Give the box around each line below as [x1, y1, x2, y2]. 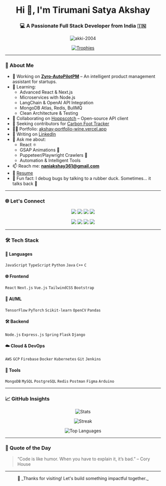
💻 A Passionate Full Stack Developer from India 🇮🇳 [19, 22, 147, 29]
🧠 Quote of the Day [5, 444, 51, 451]
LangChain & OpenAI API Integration [19, 99, 94, 105]
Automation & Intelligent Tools [19, 157, 81, 163]
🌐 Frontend [5, 273, 29, 279]
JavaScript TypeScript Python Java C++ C [5, 263, 87, 268]
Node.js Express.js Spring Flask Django [5, 332, 85, 337]
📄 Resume [12, 170, 33, 176]
